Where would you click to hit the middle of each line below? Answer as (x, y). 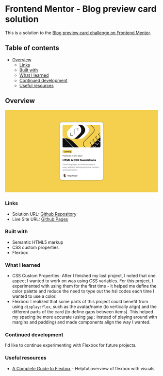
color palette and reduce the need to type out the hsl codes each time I (83, 291)
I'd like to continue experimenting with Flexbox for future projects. (71, 345)
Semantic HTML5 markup (38, 242)
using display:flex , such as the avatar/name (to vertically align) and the (84, 307)
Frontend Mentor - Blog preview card (81, 9)
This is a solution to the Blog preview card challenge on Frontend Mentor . (78, 33)
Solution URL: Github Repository (44, 214)
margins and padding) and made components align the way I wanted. (81, 322)
